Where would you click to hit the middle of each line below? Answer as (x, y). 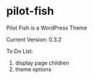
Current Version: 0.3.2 (34, 39)
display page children (42, 63)
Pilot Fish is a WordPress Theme (47, 28)
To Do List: (20, 51)
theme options (33, 69)
